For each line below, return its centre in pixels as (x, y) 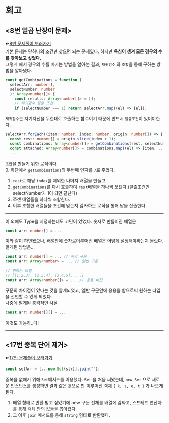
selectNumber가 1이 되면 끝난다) (45, 193)
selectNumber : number (32, 89)
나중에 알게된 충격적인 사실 (31, 303)
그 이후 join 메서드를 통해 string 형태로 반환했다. (61, 415)
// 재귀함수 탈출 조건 (34, 103)
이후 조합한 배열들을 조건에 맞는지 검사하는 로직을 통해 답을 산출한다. (79, 205)
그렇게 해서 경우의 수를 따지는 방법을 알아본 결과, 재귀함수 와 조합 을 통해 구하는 (80, 64)
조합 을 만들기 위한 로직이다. (31, 163)
